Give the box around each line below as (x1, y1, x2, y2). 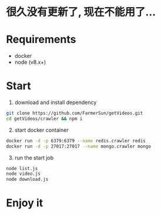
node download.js (6, 177, 49, 183)
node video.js (6, 171, 41, 177)
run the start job (14, 154, 54, 161)
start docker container (14, 126, 69, 133)
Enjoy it (6, 196, 43, 210)
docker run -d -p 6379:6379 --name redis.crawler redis (6, 138, 146, 144)
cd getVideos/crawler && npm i (6, 116, 83, 122)
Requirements (6, 33, 76, 46)
